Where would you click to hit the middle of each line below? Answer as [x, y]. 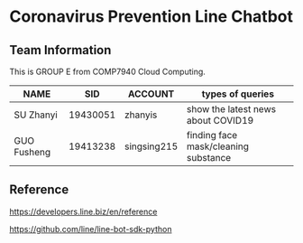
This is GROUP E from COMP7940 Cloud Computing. [107, 71]
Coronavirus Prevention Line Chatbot [151, 17]
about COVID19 [220, 121]
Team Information [60, 50]
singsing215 [151, 146]
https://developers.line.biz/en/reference [83, 211]
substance [209, 158]
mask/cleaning [218, 146]
